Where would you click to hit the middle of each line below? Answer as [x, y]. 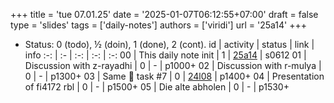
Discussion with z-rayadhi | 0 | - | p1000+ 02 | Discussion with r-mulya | [173, 65]
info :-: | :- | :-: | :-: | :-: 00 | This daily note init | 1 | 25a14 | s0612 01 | [165, 55]
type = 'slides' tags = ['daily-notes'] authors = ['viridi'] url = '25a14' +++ [158, 25]
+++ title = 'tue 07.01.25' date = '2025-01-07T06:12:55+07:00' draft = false [164, 14]
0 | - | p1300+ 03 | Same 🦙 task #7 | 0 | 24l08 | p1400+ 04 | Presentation [174, 76]
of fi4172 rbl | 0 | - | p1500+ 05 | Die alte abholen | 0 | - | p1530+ [157, 87]
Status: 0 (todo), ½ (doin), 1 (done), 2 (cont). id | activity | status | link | [169, 44]
